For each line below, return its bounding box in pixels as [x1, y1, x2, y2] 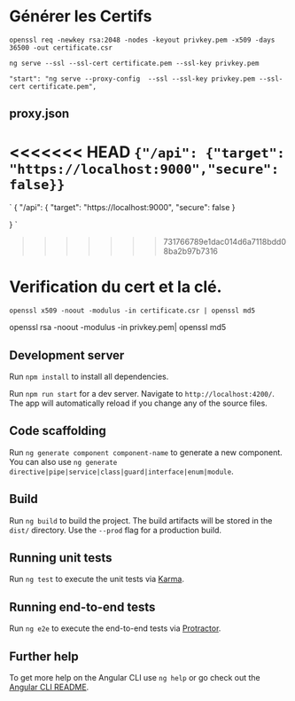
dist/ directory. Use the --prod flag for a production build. [9, 524, 221, 535]
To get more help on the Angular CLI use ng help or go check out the [9, 673, 260, 683]
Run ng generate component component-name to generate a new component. [9, 446, 283, 458]
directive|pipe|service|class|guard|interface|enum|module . [9, 466, 234, 477]
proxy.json [9, 106, 70, 122]
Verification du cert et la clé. [9, 277, 222, 297]
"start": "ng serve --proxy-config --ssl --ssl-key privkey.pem [9, 74, 255, 83]
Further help [9, 649, 80, 664]
